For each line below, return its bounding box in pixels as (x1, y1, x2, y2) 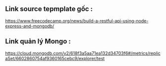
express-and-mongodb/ (5, 23, 55, 29)
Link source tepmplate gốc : (5, 5, 93, 13)
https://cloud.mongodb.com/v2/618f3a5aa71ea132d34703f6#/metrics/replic (5, 50, 161, 56)
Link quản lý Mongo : (5, 37, 71, 45)
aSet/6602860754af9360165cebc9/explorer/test (5, 55, 105, 61)
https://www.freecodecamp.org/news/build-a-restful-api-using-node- (5, 18, 149, 23)
